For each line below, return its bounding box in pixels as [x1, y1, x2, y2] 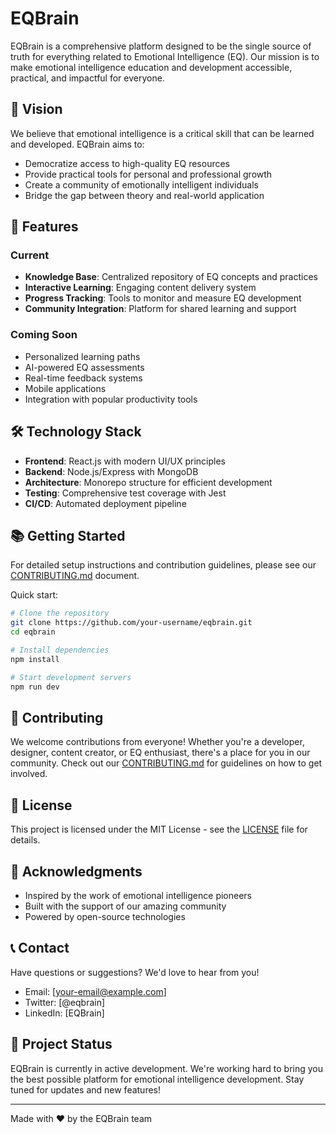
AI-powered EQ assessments [24, 361, 145, 373]
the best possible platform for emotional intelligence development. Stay [10, 1073, 305, 1085]
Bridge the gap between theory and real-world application [24, 189, 265, 201]
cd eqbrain [10, 627, 56, 637]
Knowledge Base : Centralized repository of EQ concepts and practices [24, 271, 318, 283]
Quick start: [10, 589, 58, 601]
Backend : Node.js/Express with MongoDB [24, 465, 199, 477]
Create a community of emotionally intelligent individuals [24, 178, 259, 191]
